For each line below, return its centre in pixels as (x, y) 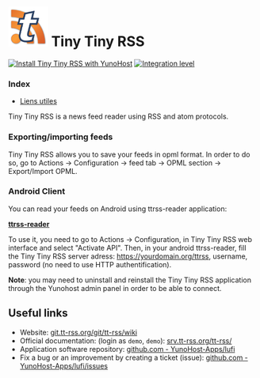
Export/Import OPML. (43, 171)
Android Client (37, 191)
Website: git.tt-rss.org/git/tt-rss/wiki (78, 332)
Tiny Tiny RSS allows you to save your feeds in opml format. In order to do (129, 154)
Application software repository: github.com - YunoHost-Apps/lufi (127, 349)
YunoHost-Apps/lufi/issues (64, 365)
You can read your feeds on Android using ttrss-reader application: (118, 209)
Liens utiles (38, 101)
